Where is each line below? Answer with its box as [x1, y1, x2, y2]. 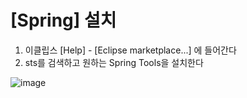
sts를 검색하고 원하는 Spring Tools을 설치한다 [24, 56, 204, 68]
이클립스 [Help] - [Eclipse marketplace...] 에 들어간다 [24, 44, 237, 56]
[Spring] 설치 [10, 9, 117, 32]
